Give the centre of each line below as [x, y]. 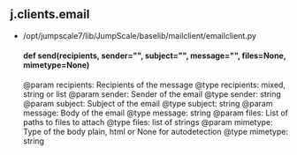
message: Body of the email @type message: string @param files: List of [156, 113]
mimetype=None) [56, 65]
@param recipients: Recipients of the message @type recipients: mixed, [154, 85]
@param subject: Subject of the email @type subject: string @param [148, 104]
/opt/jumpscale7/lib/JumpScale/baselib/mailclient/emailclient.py [140, 35]
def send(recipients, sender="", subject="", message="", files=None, [154, 55]
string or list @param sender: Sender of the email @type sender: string [152, 94]
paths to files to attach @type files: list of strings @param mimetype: [148, 122]
